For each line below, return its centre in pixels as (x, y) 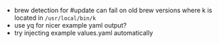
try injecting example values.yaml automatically (84, 33)
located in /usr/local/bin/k (55, 18)
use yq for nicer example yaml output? (70, 25)
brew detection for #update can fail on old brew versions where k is (113, 10)
